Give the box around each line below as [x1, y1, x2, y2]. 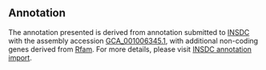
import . [8, 52, 32, 62]
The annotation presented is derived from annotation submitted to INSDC [8, 27, 250, 37]
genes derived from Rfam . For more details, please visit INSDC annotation [8, 44, 252, 54]
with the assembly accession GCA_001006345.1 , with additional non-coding [8, 36, 259, 45]
